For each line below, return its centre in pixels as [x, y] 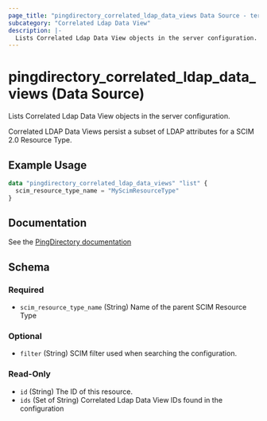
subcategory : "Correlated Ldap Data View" [79, 23]
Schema [29, 267]
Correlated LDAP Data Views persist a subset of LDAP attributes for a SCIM [131, 131]
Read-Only [30, 374]
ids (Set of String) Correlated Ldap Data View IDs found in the [121, 400]
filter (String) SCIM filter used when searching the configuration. [128, 353]
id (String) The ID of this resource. [76, 392]
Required [26, 290]
